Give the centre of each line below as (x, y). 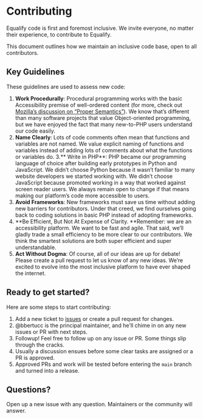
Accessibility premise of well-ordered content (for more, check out (98, 105)
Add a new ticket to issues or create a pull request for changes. (95, 319)
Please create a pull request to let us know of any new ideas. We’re (99, 260)
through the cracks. (40, 345)
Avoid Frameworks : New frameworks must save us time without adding (105, 202)
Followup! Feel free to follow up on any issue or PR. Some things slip (101, 338)
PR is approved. (35, 357)
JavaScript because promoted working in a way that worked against (100, 182)
